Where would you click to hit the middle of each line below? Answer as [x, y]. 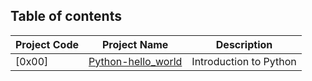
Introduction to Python [244, 61]
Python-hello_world [135, 61]
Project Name [135, 44]
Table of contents [66, 16]
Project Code [47, 44]
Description [244, 44]
